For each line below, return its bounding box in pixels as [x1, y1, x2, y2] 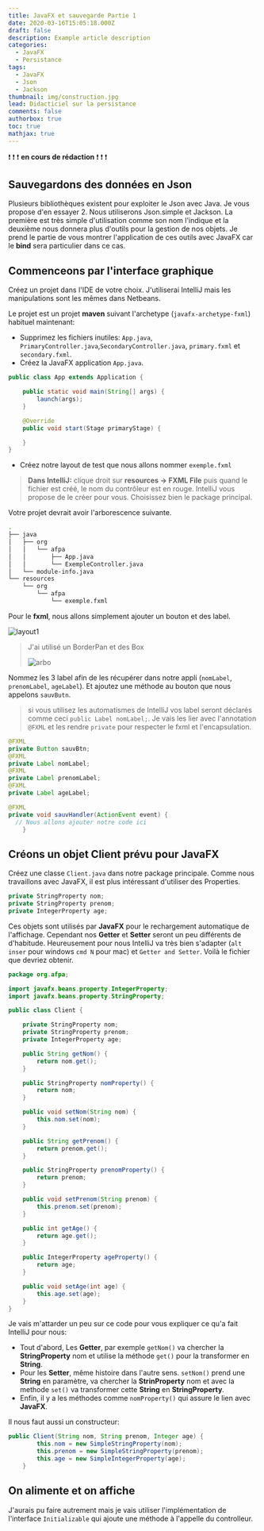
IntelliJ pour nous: [8, 1327, 67, 1337]
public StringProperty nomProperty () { [22, 1079, 155, 1087]
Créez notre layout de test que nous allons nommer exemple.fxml [19, 460, 232, 470]
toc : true [8, 122, 41, 130]
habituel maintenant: [8, 317, 75, 327]
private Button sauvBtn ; [8, 744, 90, 752]
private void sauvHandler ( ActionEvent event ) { [8, 810, 169, 818]
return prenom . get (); [36, 1144, 109, 1152]
